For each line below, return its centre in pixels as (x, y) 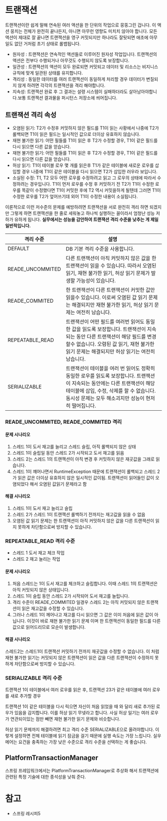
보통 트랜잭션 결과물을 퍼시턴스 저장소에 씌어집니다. (68, 98)
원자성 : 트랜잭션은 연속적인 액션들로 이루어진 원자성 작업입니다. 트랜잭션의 (85, 54)
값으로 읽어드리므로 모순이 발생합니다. (49, 627)
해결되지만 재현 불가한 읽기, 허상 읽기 (112, 305)
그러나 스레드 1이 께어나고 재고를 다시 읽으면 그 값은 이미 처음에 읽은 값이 (83, 614)
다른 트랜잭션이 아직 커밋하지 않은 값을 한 (111, 258)
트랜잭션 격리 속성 (31, 115)
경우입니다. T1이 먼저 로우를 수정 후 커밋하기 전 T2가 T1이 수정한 (92, 184)
